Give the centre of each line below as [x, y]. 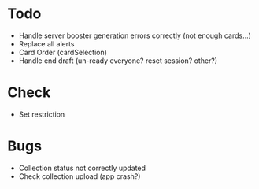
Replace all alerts [47, 43]
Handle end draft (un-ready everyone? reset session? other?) [118, 61]
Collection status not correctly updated [82, 168]
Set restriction [42, 114]
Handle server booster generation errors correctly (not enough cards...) [135, 35]
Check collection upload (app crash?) [80, 176]
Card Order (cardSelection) [63, 52]
